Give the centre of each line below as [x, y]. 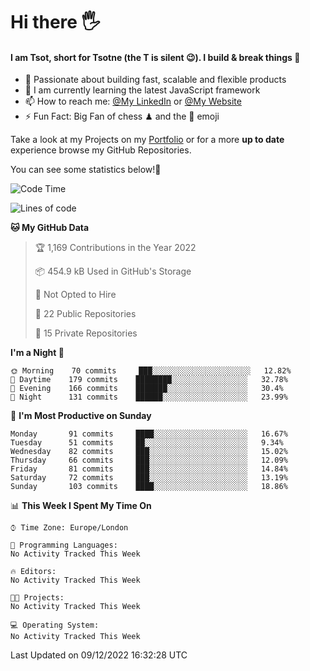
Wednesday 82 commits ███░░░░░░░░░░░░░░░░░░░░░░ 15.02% [149, 452]
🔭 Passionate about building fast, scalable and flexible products [155, 80]
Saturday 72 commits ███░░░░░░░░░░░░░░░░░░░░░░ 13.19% [149, 478]
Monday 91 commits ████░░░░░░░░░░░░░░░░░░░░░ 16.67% [149, 434]
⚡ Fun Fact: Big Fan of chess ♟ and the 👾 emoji [122, 116]
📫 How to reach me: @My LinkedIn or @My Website [133, 101]
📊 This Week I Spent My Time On [81, 506]
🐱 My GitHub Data [50, 228]
